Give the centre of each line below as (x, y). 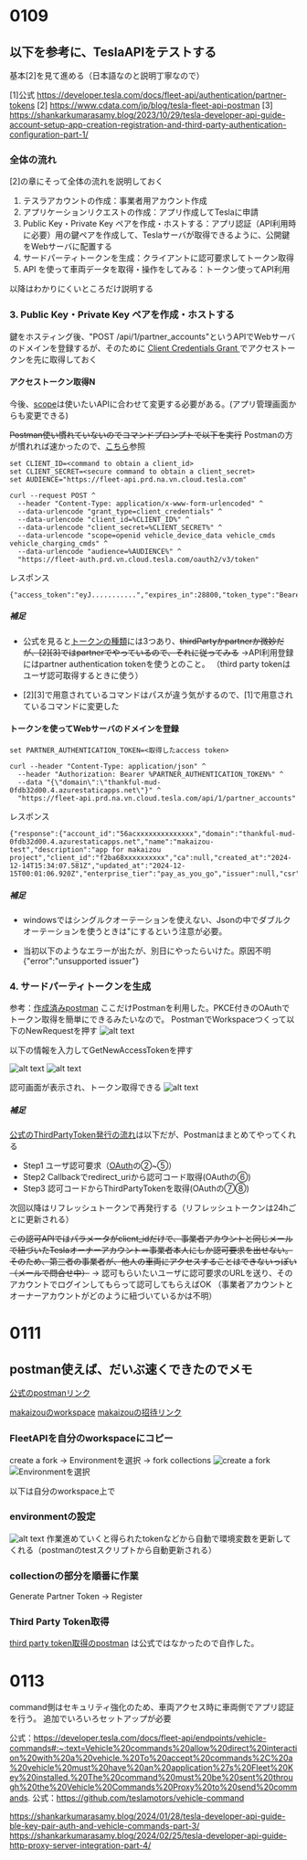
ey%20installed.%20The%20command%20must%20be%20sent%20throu (152, 1778)
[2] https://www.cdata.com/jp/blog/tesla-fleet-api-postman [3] (154, 105)
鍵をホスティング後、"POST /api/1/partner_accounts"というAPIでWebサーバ (152, 336)
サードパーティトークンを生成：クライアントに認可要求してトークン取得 (158, 258)
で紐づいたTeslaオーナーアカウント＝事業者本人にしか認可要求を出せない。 (152, 1250)
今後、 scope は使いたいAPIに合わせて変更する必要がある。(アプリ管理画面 (149, 404)
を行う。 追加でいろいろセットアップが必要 (90, 1718)
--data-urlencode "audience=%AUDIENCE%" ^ (100, 551)
